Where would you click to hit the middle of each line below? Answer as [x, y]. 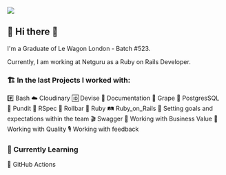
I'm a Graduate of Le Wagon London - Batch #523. [79, 48]
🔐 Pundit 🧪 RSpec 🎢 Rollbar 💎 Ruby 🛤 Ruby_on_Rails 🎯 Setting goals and [110, 109]
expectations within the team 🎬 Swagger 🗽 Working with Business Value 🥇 [113, 119]
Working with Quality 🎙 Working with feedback [73, 129]
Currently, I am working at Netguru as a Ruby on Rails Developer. [99, 61]
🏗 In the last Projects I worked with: [69, 80]
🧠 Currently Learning [43, 150]
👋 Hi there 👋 [33, 32]
